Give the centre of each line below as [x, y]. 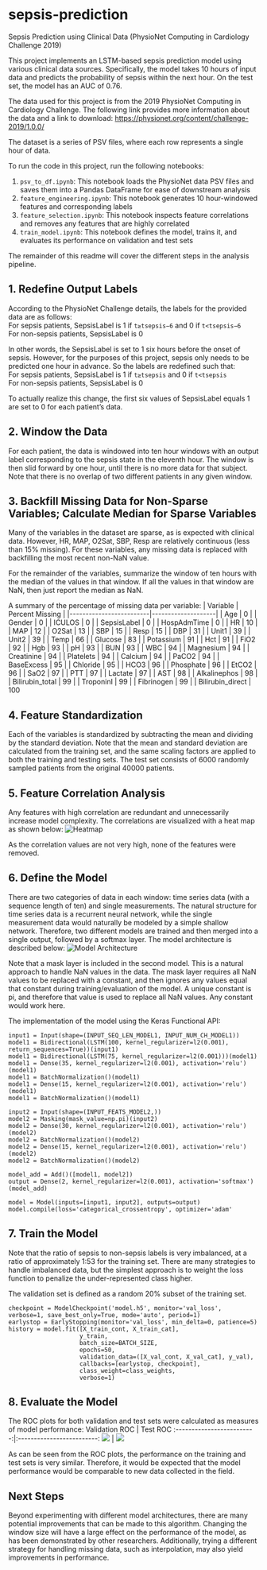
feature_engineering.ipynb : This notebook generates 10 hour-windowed [139, 198]
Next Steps [36, 1496]
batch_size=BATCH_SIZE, [118, 1343]
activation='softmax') [216, 1181]
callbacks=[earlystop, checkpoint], [140, 1364]
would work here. [37, 1005]
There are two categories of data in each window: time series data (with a [129, 897]
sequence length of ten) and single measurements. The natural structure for [132, 905]
